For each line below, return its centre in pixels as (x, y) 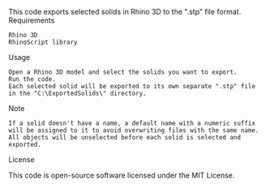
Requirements (32, 20)
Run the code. (32, 79)
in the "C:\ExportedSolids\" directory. (78, 93)
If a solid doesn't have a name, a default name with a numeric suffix (132, 123)
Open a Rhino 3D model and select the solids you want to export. (123, 72)
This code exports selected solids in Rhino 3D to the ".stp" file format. (125, 12)
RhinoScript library (43, 42)
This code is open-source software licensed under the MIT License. (122, 175)
